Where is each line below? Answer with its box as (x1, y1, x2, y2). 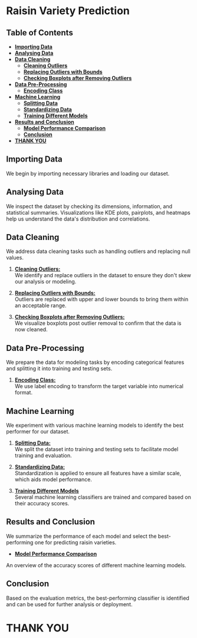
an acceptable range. (14, 302, 67, 309)
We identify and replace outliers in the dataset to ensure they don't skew (14, 272, 192, 279)
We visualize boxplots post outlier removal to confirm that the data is (14, 320, 182, 327)
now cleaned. (14, 326, 48, 333)
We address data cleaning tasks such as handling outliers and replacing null (6, 248, 191, 255)
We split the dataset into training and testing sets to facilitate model (14, 446, 179, 453)
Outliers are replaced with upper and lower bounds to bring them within (14, 296, 189, 303)
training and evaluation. (14, 452, 72, 459)
